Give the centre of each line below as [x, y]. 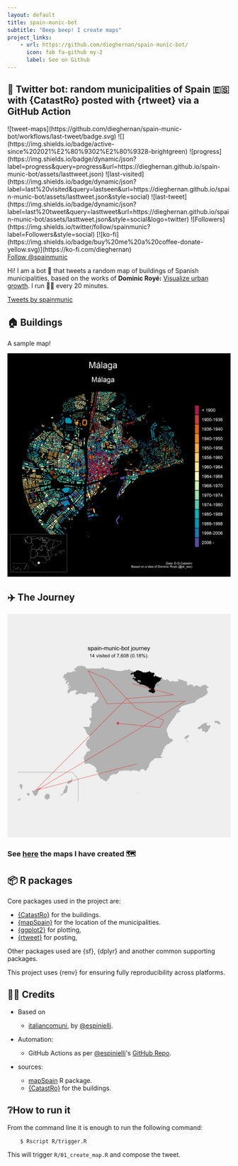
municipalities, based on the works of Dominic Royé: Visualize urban [108, 278]
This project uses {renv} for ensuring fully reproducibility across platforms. [116, 972]
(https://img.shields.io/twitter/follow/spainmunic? [79, 226]
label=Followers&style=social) [51, 234]
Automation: [35, 1039]
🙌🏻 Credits [31, 995]
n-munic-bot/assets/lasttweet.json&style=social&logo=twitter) [98, 219]
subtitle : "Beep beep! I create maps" [64, 30]
